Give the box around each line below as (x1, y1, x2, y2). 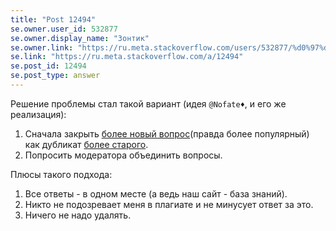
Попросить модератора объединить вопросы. (24, 149, 223, 161)
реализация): (10, 108, 67, 120)
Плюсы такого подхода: (10, 168, 113, 180)
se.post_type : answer (10, 71, 101, 81)
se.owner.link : (10, 42, 74, 53)
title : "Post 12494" (10, 14, 97, 25)
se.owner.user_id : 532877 (10, 24, 118, 34)
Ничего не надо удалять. (24, 209, 132, 221)
